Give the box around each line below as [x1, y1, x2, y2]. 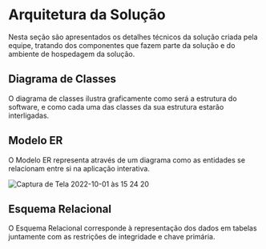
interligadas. [8, 110, 50, 120]
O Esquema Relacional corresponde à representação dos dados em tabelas [8, 223, 258, 233]
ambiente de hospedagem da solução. [8, 49, 135, 58]
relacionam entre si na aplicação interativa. [8, 163, 151, 173]
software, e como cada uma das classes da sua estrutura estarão [8, 102, 224, 111]
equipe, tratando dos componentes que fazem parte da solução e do [8, 40, 236, 50]
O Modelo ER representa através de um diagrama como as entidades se [8, 155, 246, 165]
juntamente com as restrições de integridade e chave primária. [8, 232, 216, 242]
